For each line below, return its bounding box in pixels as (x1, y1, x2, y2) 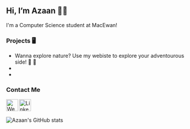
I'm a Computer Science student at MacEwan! (6, 21, 118, 28)
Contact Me (6, 86, 41, 94)
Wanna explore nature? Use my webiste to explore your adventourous (14, 52, 185, 59)
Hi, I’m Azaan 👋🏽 (6, 6, 68, 16)
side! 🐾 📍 (14, 58, 37, 65)
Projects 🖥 (6, 37, 37, 45)
